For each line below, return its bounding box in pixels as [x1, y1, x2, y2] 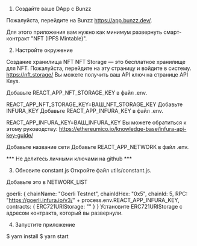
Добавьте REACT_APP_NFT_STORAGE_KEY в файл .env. [6, 89, 148, 96]
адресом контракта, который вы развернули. [6, 209, 123, 216]
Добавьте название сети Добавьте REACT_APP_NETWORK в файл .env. [6, 143, 189, 150]
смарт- [163, 28, 182, 36]
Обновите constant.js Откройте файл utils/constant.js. [14, 167, 152, 174]
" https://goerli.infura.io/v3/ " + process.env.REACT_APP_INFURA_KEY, [6, 197, 180, 204]
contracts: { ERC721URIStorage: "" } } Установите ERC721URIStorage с [6, 203, 183, 210]
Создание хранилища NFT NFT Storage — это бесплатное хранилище [6, 58, 186, 65]
